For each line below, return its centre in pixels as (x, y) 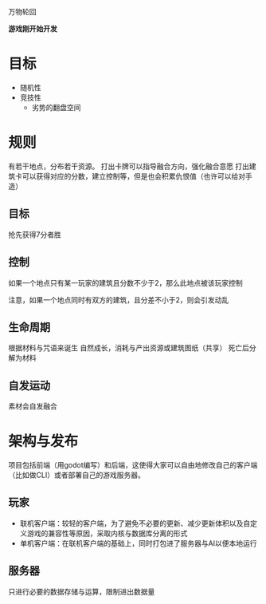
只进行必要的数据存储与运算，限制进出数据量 (82, 591)
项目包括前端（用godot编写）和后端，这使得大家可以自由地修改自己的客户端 (133, 465)
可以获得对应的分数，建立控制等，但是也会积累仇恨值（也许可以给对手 (137, 176)
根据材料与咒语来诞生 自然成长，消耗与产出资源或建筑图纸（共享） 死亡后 (129, 348)
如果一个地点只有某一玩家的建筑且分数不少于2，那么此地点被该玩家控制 (125, 282)
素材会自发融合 (33, 406)
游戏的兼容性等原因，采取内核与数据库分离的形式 (107, 533)
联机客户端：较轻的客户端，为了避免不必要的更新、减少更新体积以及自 (135, 523)
